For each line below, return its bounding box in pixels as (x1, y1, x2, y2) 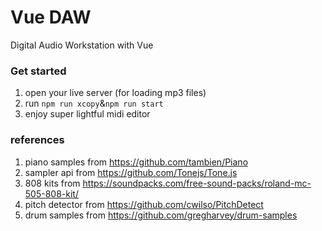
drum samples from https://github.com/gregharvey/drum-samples (24, 209, 298, 221)
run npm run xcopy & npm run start (24, 97, 164, 110)
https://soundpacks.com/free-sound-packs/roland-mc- (82, 177, 312, 189)
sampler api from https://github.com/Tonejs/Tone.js (24, 166, 238, 178)
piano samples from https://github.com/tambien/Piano (24, 156, 249, 168)
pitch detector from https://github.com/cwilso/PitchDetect (24, 198, 264, 210)
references (10, 133, 65, 147)
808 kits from (24, 177, 81, 189)
